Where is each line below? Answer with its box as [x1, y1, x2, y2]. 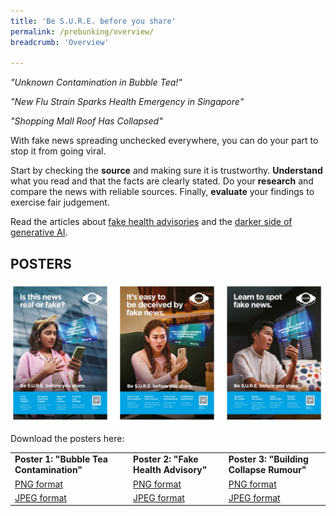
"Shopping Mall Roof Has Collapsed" [10, 115, 163, 127]
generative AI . [10, 226, 68, 239]
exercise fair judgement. [10, 196, 110, 209]
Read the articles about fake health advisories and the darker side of [10, 216, 293, 228]
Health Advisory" [132, 464, 208, 476]
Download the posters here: [10, 432, 125, 444]
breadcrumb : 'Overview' [10, 37, 110, 47]
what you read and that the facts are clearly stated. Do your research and [10, 175, 314, 187]
